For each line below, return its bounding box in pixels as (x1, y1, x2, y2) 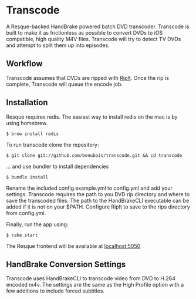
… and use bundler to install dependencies (6, 163, 109, 170)
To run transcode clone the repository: (6, 141, 99, 148)
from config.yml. (6, 209, 46, 216)
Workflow (6, 59, 43, 69)
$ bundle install (6, 174, 49, 180)
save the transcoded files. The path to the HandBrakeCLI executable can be (6, 197, 190, 204)
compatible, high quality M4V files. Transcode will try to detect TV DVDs (6, 35, 181, 42)
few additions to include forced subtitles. (6, 287, 104, 294)
